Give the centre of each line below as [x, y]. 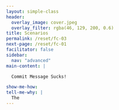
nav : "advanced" [31, 60]
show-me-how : [22, 87]
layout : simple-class [33, 11]
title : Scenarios [27, 33]
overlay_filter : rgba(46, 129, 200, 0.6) [63, 28]
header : [16, 17]
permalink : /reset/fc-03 [36, 39]
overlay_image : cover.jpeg [44, 22]
